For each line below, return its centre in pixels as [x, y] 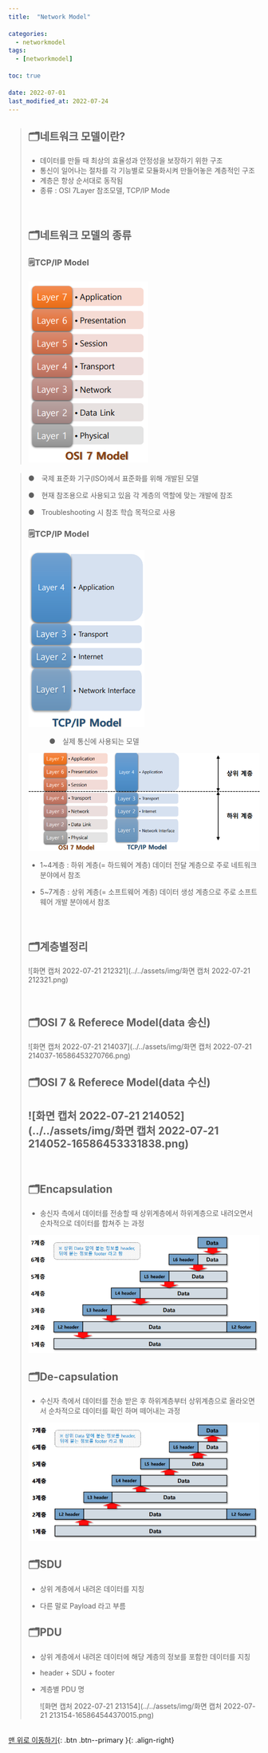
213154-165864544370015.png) [101, 1715]
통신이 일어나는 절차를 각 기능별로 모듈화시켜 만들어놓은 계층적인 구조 [147, 171]
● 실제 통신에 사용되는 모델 [94, 742]
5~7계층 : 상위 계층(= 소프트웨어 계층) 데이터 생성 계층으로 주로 [138, 892]
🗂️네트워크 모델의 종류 [79, 235]
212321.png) [48, 980]
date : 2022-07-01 [37, 93]
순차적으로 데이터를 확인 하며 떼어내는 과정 [114, 1411]
